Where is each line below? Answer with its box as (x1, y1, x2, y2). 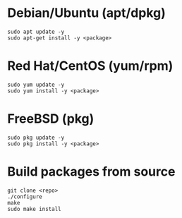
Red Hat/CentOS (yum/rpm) (7, 58, 174, 74)
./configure (7, 193, 42, 200)
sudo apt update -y (7, 28, 65, 35)
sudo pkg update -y (7, 134, 65, 141)
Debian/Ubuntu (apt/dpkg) (7, 5, 166, 21)
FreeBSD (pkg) (7, 111, 95, 127)
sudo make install (7, 205, 61, 212)
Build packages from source (7, 164, 176, 179)
